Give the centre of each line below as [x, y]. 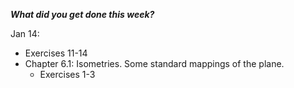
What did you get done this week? [82, 14]
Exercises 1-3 [67, 74]
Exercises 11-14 [56, 53]
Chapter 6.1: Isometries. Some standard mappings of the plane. [154, 63]
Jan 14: [25, 33]
